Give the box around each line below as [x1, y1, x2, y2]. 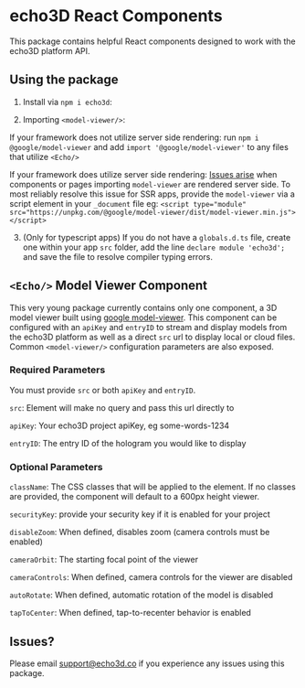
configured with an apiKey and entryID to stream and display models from [9, 321, 288, 332]
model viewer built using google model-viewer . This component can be [9, 312, 278, 323]
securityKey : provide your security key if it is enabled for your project [9, 509, 271, 520]
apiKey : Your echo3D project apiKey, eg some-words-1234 [9, 420, 230, 431]
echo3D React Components [9, 5, 223, 27]
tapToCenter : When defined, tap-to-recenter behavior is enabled [9, 607, 251, 618]
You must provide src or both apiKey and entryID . [9, 384, 196, 395]
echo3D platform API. [9, 45, 90, 56]
